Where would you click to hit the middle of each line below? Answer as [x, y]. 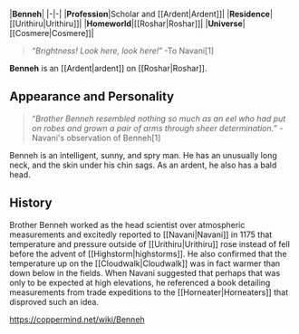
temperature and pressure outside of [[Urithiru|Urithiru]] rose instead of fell [149, 243]
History [31, 203]
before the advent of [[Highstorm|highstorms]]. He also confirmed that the [148, 253]
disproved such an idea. [54, 301]
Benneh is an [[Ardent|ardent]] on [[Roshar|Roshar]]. [108, 68]
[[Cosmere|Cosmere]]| [52, 33]
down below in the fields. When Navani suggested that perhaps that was [145, 272]
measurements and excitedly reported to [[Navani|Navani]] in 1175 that [141, 234]
